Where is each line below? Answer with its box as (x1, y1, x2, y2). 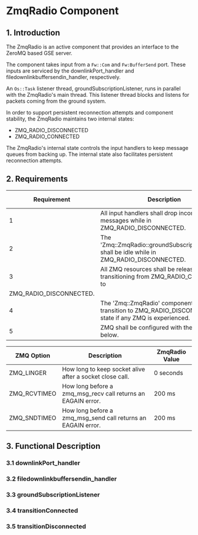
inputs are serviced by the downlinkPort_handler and (6, 67, 134, 74)
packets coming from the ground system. (6, 97, 107, 105)
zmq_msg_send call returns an (61, 413, 147, 422)
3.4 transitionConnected (6, 506, 78, 514)
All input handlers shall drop (100, 208, 178, 217)
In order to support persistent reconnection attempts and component (6, 109, 173, 116)
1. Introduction (6, 28, 60, 38)
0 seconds (154, 368, 184, 377)
